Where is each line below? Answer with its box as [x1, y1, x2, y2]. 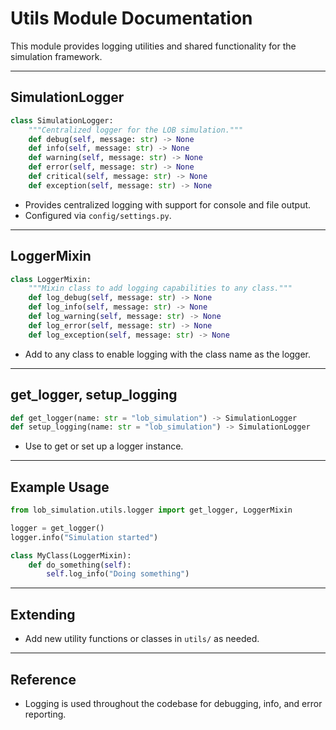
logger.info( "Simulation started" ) [10, 532, 159, 542]
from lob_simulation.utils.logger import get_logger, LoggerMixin [10, 505, 293, 516]
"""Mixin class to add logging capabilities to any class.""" [28, 283, 293, 294]
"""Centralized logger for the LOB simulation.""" [28, 125, 244, 135]
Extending [10, 606, 76, 623]
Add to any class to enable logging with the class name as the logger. [24, 348, 312, 360]
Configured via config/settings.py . [24, 209, 172, 221]
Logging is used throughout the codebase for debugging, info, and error [24, 697, 323, 709]
